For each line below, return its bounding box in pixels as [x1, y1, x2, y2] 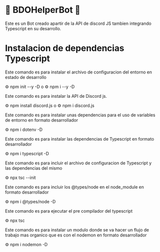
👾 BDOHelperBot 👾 [5, 4, 81, 16]
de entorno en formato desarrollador [5, 117, 78, 123]
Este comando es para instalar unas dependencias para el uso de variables [5, 112, 156, 118]
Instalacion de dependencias [5, 43, 124, 54]
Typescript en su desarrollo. [5, 25, 62, 31]
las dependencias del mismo [5, 165, 62, 171]
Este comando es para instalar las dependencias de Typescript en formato [5, 136, 154, 142]
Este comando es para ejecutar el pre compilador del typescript [5, 208, 133, 214]
